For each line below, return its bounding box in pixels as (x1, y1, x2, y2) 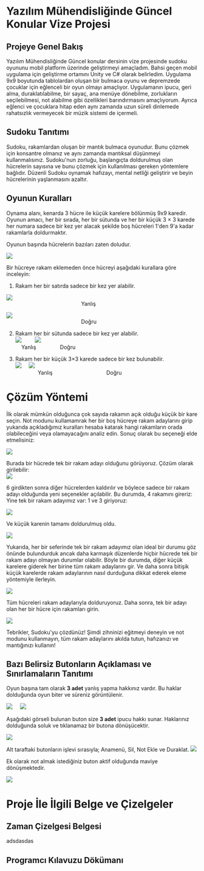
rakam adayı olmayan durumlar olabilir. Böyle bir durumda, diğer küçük (6, 556, 183, 563)
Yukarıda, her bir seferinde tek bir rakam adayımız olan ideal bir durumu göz (6, 543, 196, 551)
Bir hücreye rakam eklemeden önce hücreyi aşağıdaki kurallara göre (6, 264, 177, 271)
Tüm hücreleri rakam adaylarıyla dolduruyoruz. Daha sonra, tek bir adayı (6, 599, 187, 606)
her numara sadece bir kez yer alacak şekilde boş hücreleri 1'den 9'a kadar (6, 222, 194, 230)
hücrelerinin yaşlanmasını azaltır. (6, 175, 88, 183)
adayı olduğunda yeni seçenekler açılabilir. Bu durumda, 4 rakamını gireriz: (6, 490, 193, 498)
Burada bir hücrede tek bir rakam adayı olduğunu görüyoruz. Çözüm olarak (6, 459, 194, 467)
